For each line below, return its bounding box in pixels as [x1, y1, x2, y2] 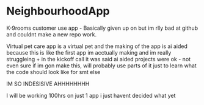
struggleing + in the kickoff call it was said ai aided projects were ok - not [6, 55, 191, 63]
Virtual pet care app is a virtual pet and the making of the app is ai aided [6, 42, 188, 50]
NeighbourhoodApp [6, 4, 110, 18]
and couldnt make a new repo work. [6, 30, 97, 38]
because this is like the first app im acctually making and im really [6, 49, 172, 56]
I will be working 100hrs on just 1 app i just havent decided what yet [6, 92, 176, 99]
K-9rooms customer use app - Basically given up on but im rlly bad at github [6, 24, 199, 32]
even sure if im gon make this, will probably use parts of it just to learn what [6, 62, 197, 69]
